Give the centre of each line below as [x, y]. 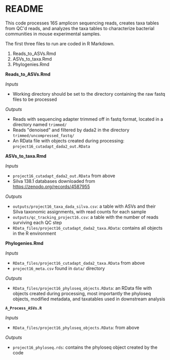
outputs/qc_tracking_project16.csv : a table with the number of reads [86, 217]
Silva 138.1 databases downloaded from [54, 181]
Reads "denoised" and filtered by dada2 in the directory [71, 130]
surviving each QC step [37, 223]
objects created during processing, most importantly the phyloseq [82, 293]
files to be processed [35, 99]
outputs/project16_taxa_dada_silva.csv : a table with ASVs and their [84, 206]
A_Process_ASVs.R [24, 308]
